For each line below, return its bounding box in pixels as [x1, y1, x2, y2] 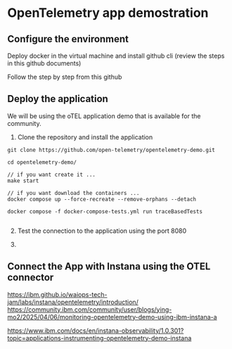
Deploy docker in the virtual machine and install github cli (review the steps [7, 51, 225, 60]
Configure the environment [7, 33, 129, 45]
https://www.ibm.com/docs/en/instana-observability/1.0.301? [7, 326, 184, 335]
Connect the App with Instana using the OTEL [7, 260, 211, 272]
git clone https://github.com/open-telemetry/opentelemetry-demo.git [7, 146, 216, 153]
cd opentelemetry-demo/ [7, 158, 77, 166]
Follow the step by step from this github [7, 72, 122, 81]
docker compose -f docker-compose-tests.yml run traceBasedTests [7, 208, 202, 215]
